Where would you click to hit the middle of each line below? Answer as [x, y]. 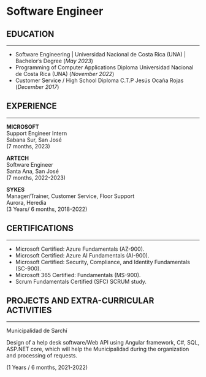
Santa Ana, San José [33, 171]
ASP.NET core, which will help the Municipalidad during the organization [98, 349]
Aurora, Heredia [27, 202]
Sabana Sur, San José [34, 140]
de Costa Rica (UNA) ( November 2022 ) [65, 74]
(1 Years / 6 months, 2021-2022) [47, 367]
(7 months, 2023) [28, 146]
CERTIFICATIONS [40, 228]
